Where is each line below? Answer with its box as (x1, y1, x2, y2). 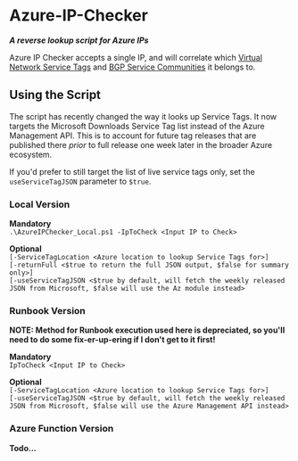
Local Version (9, 198, 70, 210)
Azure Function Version (9, 423, 114, 435)
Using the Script (9, 87, 101, 103)
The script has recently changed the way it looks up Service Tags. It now (9, 111, 277, 121)
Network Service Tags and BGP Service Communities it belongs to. (9, 62, 256, 72)
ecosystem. (9, 149, 53, 160)
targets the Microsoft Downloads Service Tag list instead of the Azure (9, 120, 265, 131)
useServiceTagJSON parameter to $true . (9, 176, 152, 186)
